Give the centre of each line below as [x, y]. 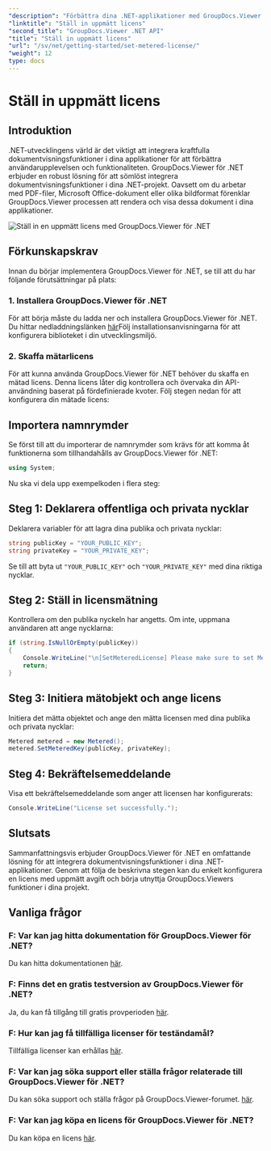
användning [28, 391]
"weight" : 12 [30, 53]
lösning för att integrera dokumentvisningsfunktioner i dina [106, 861]
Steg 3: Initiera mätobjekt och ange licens [115, 698]
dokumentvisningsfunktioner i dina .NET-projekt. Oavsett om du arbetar [127, 184]
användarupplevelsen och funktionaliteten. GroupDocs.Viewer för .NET [126, 167]
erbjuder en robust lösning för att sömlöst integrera [94, 176]
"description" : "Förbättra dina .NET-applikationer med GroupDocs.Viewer [135, 16]
